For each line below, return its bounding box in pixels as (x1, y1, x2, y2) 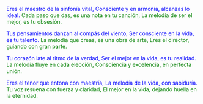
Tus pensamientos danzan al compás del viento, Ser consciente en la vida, (6, 30, 194, 37)
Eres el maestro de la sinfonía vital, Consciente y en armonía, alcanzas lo (6, 5, 190, 12)
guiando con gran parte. (6, 43, 67, 50)
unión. (6, 68, 23, 75)
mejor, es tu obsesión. (6, 18, 62, 25)
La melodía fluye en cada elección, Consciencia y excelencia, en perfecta (6, 61, 192, 68)
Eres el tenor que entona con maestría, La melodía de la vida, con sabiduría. (6, 79, 197, 86)
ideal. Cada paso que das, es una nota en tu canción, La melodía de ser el (6, 12, 193, 19)
